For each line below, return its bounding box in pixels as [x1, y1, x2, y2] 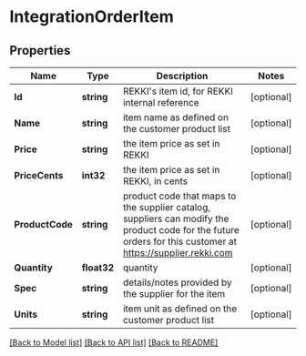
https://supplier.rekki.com [122, 247, 233, 259]
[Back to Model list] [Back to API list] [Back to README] [9, 337, 219, 348]
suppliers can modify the [122, 212, 229, 225]
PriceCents [14, 169, 64, 181]
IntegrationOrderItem [9, 6, 175, 27]
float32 [81, 261, 115, 274]
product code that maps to [122, 189, 237, 202]
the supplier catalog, [122, 201, 211, 213]
